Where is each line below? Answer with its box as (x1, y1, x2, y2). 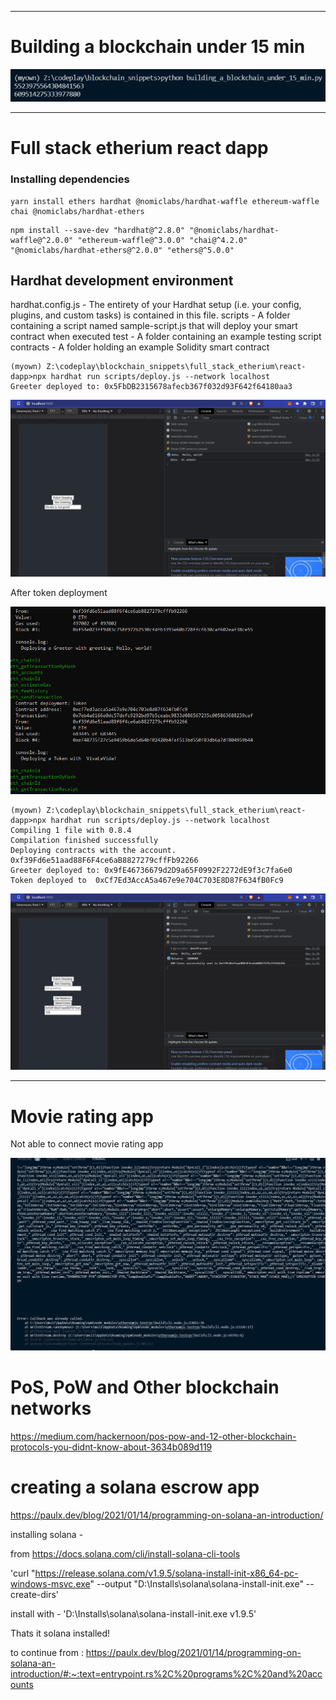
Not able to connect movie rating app (10, 1138, 164, 1150)
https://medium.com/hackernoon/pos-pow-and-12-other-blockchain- (10, 1430, 297, 1442)
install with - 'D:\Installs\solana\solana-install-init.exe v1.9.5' (10, 1607, 257, 1620)
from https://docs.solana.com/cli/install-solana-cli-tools (10, 1547, 241, 1560)
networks (10, 1397, 92, 1420)
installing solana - (10, 1528, 84, 1540)
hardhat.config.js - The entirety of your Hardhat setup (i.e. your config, (10, 299, 302, 311)
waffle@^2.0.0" (10, 235, 74, 245)
